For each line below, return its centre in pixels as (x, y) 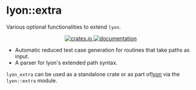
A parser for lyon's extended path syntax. (66, 63)
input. (22, 56)
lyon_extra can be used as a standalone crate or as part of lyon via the (93, 74)
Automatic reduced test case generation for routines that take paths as (102, 50)
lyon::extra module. (32, 80)
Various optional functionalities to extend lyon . (64, 27)
